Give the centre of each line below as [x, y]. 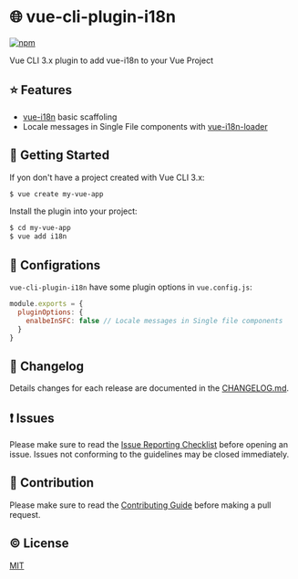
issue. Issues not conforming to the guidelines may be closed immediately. [149, 454]
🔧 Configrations [55, 265]
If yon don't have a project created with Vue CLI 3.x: [107, 177]
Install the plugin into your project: [74, 211]
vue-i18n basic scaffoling [70, 117]
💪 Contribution [51, 483]
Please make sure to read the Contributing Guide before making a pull [140, 505]
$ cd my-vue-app [40, 228]
